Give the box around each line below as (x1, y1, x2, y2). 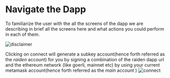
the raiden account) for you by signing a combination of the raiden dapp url (5, 56, 164, 62)
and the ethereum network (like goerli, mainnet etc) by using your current (5, 62, 160, 68)
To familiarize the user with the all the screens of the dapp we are (5, 20, 143, 27)
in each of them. (5, 31, 40, 37)
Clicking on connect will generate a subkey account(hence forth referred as (5, 51, 165, 57)
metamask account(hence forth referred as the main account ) (5, 67, 137, 73)
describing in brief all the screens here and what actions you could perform (5, 25, 164, 32)
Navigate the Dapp (5, 4, 86, 15)
